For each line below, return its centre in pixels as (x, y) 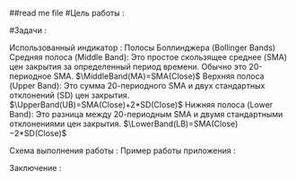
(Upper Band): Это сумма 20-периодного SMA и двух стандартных (137, 86)
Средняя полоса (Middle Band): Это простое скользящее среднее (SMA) (148, 57)
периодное (30, 76)
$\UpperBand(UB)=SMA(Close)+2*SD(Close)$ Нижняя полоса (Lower (141, 105)
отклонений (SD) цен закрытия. (70, 95)
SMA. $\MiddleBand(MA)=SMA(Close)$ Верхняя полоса (159, 76)
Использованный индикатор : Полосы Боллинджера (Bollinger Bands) (143, 47)
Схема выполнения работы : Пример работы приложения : (122, 150)
